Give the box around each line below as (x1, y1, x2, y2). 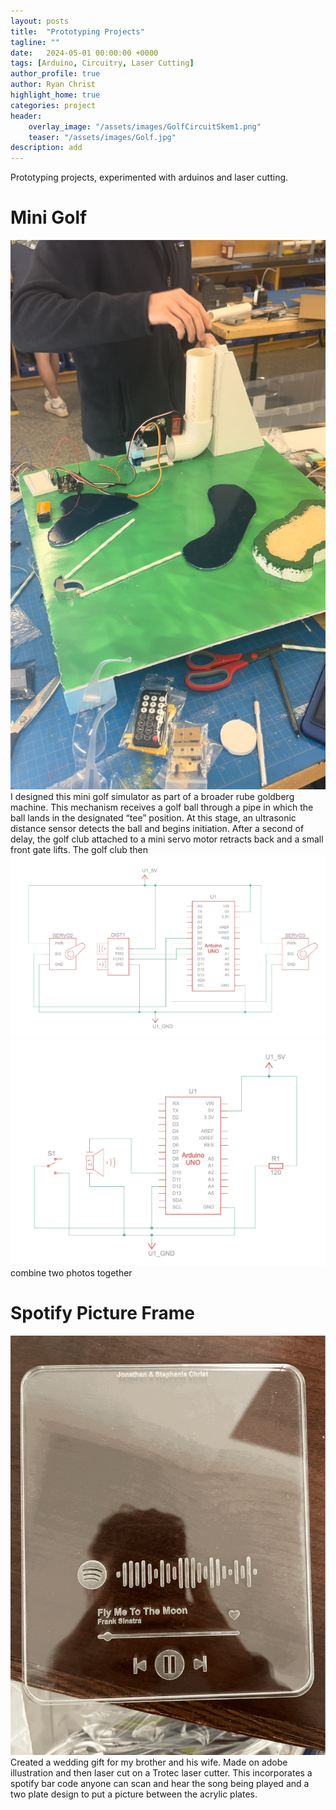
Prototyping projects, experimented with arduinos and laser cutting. (10, 171, 289, 184)
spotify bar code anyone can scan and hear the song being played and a (10, 1778, 310, 1790)
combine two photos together (10, 1267, 133, 1279)
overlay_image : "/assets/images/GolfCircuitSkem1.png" (28, 121, 262, 132)
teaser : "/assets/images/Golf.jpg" (28, 132, 177, 142)
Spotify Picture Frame (10, 1302, 195, 1325)
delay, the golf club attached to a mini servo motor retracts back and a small (10, 833, 324, 845)
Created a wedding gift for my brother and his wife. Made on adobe (10, 1756, 288, 1769)
